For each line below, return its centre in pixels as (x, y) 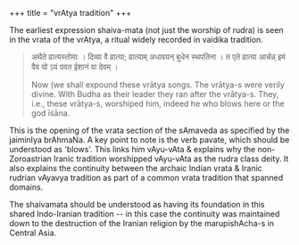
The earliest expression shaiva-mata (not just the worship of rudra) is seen (146, 30)
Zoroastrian (30, 159)
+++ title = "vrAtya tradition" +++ (71, 13)
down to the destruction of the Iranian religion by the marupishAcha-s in (142, 223)
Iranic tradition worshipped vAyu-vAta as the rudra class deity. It (171, 159)
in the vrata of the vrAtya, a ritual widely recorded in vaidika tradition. (136, 40)
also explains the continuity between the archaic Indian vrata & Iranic (136, 168)
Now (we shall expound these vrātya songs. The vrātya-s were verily (158, 85)
